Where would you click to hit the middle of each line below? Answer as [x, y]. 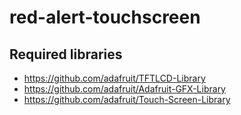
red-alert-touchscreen [105, 17]
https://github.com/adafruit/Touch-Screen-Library [127, 99]
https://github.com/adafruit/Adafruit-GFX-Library [124, 89]
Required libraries [66, 54]
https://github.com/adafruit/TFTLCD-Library [114, 78]
